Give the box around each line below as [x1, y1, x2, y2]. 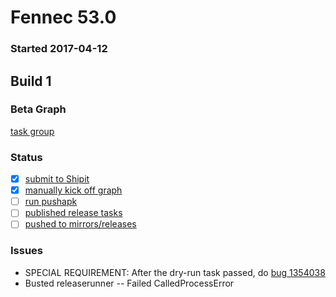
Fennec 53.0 [10, 6, 117, 29]
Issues [10, 244, 44, 258]
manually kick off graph [24, 184, 123, 196]
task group [10, 125, 55, 137]
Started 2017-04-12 [10, 42, 108, 56]
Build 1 [10, 72, 52, 90]
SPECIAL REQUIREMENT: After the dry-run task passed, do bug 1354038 [24, 266, 326, 278]
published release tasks [24, 207, 123, 219]
